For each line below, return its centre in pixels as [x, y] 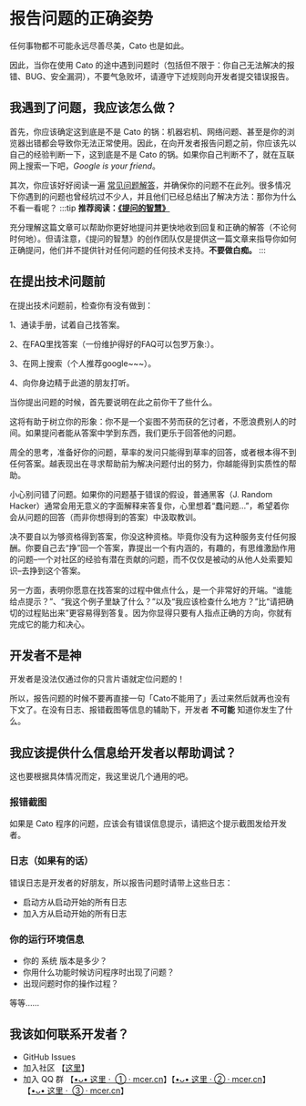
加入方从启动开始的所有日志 [75, 913]
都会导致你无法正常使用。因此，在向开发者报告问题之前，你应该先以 [168, 143]
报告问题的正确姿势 [82, 19]
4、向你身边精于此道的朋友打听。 [72, 383]
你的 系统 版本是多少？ [65, 961]
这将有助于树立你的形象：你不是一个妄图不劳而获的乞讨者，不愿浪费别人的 [149, 421]
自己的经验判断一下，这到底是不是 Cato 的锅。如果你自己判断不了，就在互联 [152, 154]
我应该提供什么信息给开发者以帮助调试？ [123, 753]
